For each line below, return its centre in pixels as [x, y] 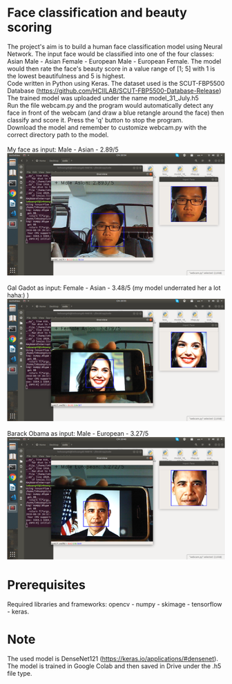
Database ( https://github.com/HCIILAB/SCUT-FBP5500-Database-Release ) [114, 91]
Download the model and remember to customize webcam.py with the [107, 127]
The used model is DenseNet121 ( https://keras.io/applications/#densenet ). [113, 658]
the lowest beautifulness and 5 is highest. [66, 76]
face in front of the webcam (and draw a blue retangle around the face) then [116, 113]
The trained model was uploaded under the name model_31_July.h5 [103, 98]
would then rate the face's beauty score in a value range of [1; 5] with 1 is [111, 68]
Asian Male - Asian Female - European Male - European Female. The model [114, 61]
